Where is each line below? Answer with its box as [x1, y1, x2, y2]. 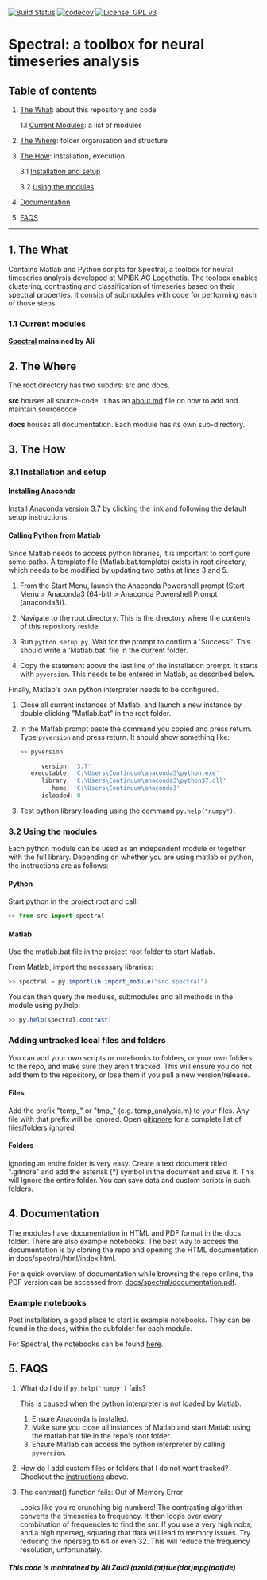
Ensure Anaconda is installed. [31, 1414, 129, 1423]
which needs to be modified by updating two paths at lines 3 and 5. [8, 565, 229, 574]
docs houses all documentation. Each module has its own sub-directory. [8, 419, 246, 429]
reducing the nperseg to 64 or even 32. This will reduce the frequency [19, 1536, 250, 1546]
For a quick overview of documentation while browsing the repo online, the [8, 1269, 253, 1278]
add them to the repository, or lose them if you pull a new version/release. [8, 1070, 250, 1080]
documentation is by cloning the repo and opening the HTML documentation [8, 1245, 259, 1255]
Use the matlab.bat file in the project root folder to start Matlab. [8, 947, 215, 956]
